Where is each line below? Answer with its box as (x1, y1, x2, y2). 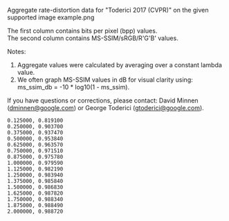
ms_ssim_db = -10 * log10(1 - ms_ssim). (17, 83, 130, 91)
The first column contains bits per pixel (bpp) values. (7, 27, 158, 35)
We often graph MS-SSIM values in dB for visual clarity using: (17, 76, 194, 84)
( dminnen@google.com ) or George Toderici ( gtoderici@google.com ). (7, 104, 204, 112)
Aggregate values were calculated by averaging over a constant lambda (17, 61, 223, 69)
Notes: (7, 48, 26, 55)
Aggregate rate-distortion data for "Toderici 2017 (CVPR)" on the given (7, 6, 209, 14)
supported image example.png (7, 13, 95, 21)
